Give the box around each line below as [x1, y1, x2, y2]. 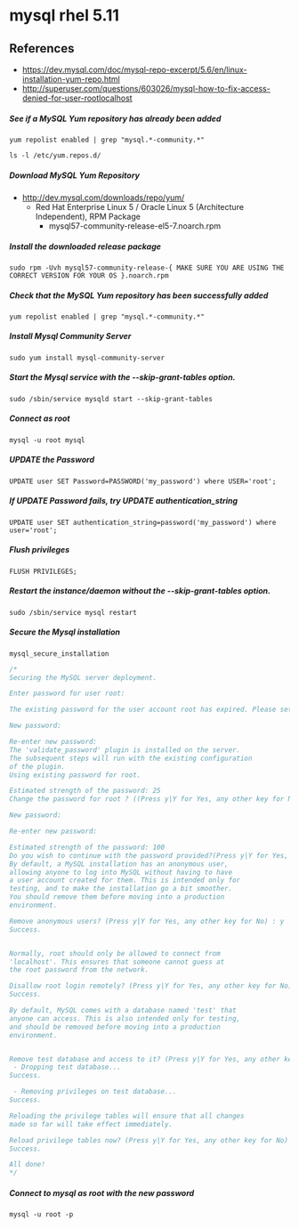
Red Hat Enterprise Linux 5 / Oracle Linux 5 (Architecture [35, 201, 245, 212]
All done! [9, 1160, 46, 1169]
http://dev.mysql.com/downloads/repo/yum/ [21, 192, 185, 203]
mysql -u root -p [9, 1210, 74, 1219]
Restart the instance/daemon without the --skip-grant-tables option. [9, 586, 271, 596]
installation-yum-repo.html [21, 74, 120, 85]
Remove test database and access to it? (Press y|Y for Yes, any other [9, 1054, 280, 1063]
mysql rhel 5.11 [9, 5, 120, 26]
